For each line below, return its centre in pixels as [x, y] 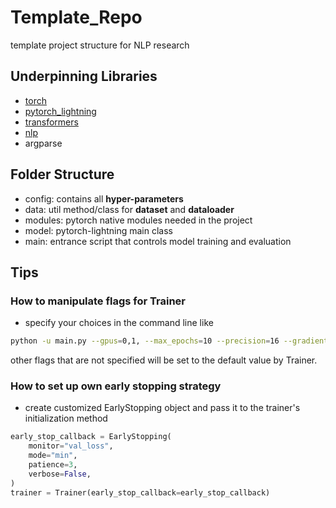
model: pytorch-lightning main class [98, 230]
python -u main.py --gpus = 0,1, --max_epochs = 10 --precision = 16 [145, 341]
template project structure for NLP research [100, 45]
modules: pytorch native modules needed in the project [138, 220]
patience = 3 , [53, 465]
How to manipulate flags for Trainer [98, 301]
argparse [43, 143]
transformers [51, 122]
